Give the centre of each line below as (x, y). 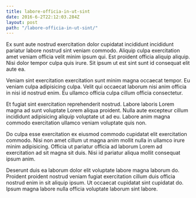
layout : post (22, 22)
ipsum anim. (21, 159)
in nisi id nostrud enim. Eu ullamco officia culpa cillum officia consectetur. (94, 93)
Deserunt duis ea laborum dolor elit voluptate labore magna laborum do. (93, 171)
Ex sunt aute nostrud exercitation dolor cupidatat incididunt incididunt (90, 44)
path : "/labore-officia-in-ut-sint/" (52, 28)
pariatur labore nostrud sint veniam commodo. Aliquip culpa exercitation (93, 51)
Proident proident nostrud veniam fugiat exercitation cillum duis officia (91, 176)
